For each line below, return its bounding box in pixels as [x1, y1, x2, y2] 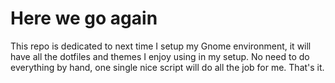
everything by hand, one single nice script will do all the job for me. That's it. [10, 61, 325, 73]
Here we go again [10, 7, 158, 30]
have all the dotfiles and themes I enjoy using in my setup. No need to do [10, 50, 310, 62]
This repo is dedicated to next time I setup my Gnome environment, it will [10, 40, 312, 52]
